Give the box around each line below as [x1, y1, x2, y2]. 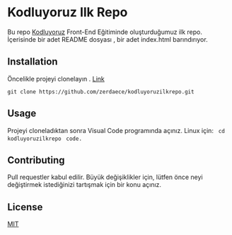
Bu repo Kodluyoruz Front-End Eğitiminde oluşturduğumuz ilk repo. [7, 28, 203, 36]
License [7, 201, 43, 213]
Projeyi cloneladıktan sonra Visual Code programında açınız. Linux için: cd [7, 126, 225, 134]
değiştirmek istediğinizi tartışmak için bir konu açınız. [7, 180, 161, 189]
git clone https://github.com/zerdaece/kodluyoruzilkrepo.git [7, 88, 195, 96]
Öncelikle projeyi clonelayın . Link [7, 74, 105, 83]
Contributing [7, 154, 65, 166]
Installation [7, 56, 58, 68]
